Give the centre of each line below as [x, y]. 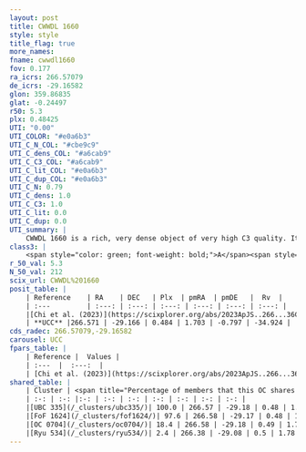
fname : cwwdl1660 [42, 60]
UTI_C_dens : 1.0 [40, 196]
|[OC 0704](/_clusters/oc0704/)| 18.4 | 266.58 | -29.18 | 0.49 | [154, 425]
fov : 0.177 [30, 69]
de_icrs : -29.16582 [46, 86]
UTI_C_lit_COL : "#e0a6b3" [58, 170]
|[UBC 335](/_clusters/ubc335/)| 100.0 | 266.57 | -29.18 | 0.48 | [156, 408]
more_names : [32, 52]
